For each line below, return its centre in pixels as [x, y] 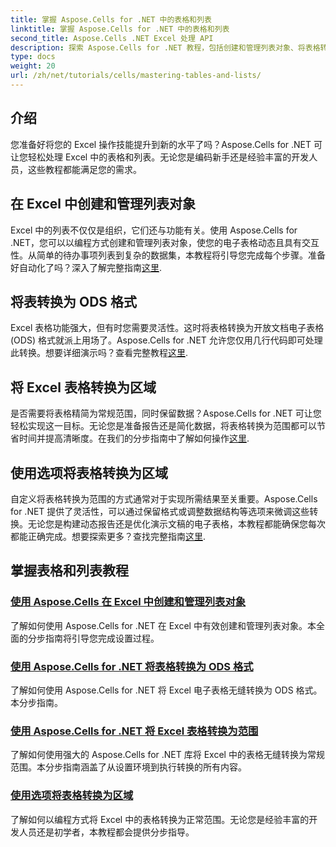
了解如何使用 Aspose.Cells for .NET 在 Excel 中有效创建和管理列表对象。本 [163, 625]
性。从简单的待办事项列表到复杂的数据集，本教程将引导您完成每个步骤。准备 [168, 255]
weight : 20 [33, 66]
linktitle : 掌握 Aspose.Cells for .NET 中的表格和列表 [120, 29]
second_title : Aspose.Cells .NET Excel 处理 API [112, 38]
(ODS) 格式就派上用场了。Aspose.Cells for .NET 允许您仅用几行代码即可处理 [166, 340]
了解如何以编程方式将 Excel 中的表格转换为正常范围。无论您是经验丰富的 [160, 819]
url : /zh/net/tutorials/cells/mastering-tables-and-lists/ [136, 76]
